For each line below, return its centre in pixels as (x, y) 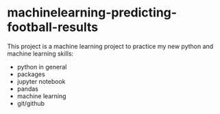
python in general (42, 67)
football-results (52, 27)
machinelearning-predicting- (92, 13)
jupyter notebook (41, 81)
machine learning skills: (40, 54)
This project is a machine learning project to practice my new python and (110, 46)
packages (31, 74)
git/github (31, 103)
